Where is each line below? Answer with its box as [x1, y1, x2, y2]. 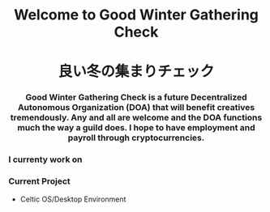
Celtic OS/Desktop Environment [19, 194, 126, 204]
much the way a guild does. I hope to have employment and [17, 122, 255, 134]
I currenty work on [8, 154, 83, 165]
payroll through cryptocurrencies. [67, 132, 205, 143]
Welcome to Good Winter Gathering [13, 6, 259, 24]
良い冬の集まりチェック [58, 62, 215, 81]
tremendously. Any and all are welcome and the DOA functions [10, 112, 263, 123]
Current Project [8, 176, 71, 187]
